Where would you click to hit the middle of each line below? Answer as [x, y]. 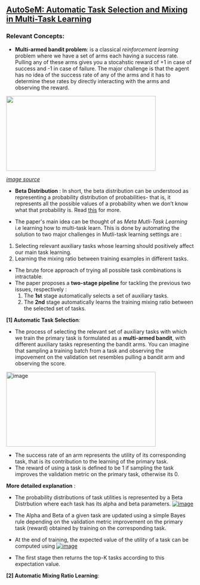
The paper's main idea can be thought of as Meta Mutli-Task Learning [101, 222]
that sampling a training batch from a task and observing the [89, 350]
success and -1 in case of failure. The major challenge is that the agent [102, 68]
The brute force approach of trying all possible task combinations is [98, 270]
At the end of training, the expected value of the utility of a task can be [102, 539]
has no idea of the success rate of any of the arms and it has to [93, 75]
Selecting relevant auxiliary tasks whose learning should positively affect [104, 245]
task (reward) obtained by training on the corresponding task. [90, 528]
